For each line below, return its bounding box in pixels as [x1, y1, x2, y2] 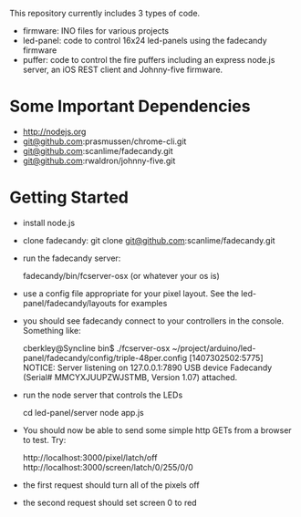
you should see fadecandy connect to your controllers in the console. [22, 315, 285, 326]
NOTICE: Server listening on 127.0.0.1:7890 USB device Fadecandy [22, 362, 273, 373]
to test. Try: [22, 434, 67, 445]
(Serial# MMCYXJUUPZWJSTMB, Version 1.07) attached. [22, 371, 238, 382]
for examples [118, 297, 168, 308]
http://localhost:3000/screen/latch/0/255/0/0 [22, 461, 193, 472]
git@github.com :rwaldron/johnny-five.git [22, 155, 176, 166]
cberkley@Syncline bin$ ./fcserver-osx [22, 342, 171, 354]
